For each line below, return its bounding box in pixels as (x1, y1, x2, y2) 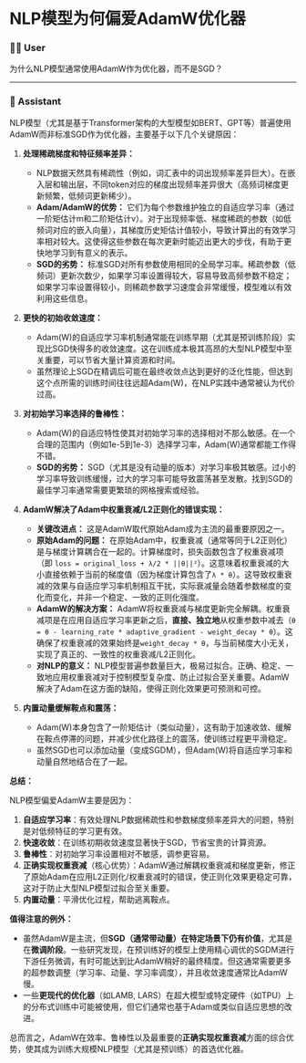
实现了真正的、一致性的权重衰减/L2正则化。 (36, 649, 201, 660)
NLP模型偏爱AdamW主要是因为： (9, 795, 135, 806)
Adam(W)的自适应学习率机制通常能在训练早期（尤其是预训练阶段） (36, 331, 288, 342)
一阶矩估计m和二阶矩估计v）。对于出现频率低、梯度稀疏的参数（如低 (36, 213, 291, 224)
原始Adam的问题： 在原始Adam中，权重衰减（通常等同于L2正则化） (36, 535, 293, 546)
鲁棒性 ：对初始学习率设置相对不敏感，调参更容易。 (22, 848, 215, 859)
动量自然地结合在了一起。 (36, 756, 133, 766)
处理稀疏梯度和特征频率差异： (22, 148, 135, 159)
